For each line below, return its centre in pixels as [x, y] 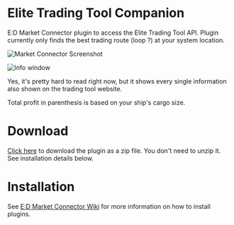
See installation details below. [51, 158]
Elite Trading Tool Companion [96, 13]
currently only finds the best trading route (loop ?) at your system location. [116, 40]
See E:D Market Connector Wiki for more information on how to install [109, 206]
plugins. [19, 214]
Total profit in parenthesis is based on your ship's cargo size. [96, 102]
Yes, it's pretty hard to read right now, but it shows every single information [117, 81]
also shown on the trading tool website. [65, 88]
